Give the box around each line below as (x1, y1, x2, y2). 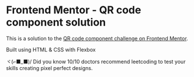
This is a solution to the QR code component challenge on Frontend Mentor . (6, 35, 188, 42)
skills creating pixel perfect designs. (6, 64, 93, 71)
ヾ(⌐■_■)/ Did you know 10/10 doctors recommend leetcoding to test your (6, 58, 186, 65)
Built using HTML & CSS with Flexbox (6, 46, 96, 53)
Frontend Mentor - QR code (6, 3, 141, 17)
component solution (6, 16, 106, 29)
